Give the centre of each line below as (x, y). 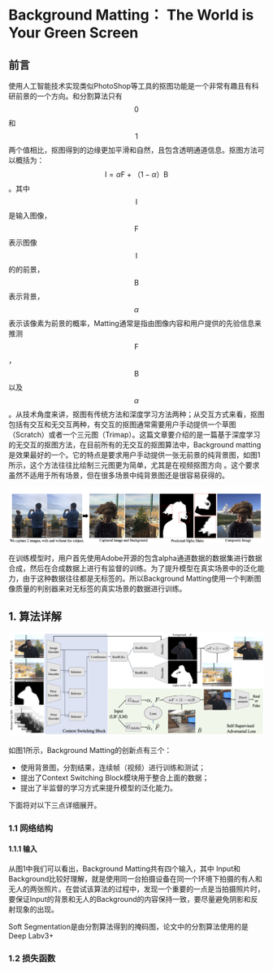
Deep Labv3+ (31, 935)
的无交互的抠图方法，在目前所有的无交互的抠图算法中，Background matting (135, 445)
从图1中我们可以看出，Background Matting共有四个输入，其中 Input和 (125, 869)
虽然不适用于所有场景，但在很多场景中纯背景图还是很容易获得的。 (119, 475)
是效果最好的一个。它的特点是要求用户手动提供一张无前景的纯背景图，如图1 (134, 455)
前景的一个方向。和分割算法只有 (69, 96)
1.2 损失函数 (32, 958)
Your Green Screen (74, 33)
